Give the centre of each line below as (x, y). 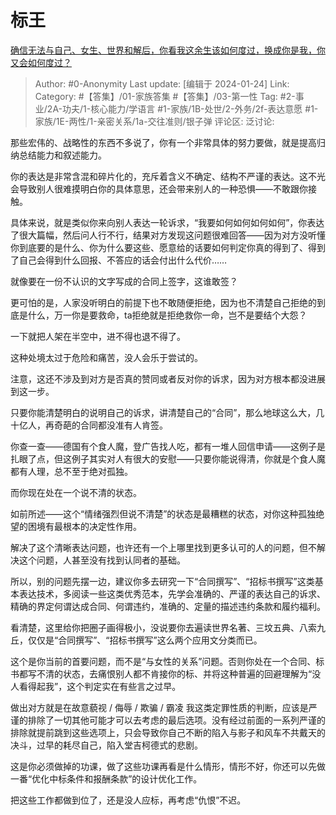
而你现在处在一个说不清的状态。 (76, 492)
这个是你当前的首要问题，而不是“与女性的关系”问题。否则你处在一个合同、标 (167, 661)
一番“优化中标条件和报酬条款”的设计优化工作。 (106, 778)
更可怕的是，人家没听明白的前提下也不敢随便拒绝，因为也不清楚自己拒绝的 (163, 302)
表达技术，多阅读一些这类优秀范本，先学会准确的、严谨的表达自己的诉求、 (172, 593)
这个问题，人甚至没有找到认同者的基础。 (102, 560)
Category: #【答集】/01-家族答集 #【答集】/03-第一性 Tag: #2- (165, 96)
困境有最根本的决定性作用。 (84, 526)
